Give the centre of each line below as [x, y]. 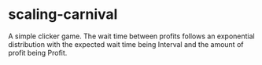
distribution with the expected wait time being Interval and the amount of [126, 44]
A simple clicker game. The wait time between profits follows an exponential [131, 36]
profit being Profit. [38, 52]
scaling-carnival [63, 14]
